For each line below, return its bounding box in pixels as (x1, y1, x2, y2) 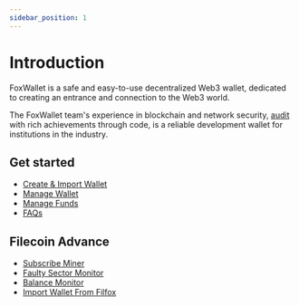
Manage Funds (22, 198, 79, 209)
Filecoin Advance (9, 234, 111, 249)
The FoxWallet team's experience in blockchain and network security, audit (9, 110, 290, 120)
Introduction (9, 52, 105, 72)
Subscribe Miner (22, 258, 85, 269)
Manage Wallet (22, 188, 79, 199)
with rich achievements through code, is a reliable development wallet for (9, 119, 284, 129)
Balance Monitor (22, 277, 84, 288)
